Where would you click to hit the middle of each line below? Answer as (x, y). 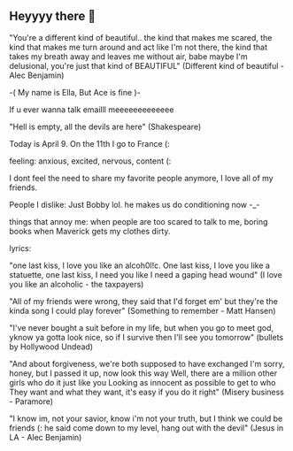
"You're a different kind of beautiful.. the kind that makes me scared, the (141, 37)
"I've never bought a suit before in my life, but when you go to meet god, (142, 327)
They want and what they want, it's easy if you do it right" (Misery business (147, 392)
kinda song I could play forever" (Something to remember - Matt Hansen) (143, 310)
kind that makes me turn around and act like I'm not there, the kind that (139, 47)
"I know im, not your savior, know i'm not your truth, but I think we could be (146, 418)
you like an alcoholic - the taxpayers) (77, 284)
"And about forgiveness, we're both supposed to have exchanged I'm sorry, (147, 363)
